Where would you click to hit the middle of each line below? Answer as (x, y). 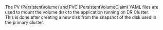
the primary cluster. (25, 22)
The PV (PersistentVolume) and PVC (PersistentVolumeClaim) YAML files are (82, 7)
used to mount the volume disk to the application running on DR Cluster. (77, 12)
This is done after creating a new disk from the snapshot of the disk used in (81, 17)
